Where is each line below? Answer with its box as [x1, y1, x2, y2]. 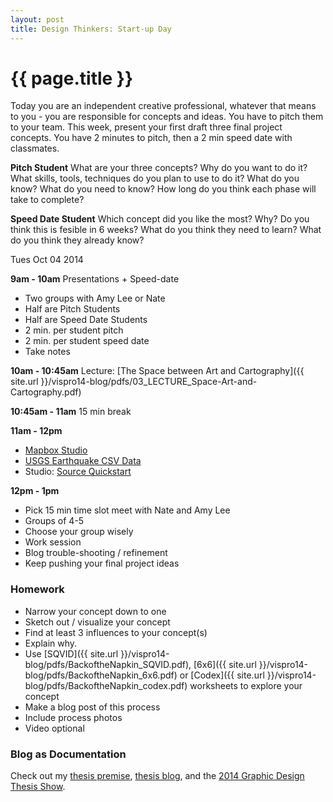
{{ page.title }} [10, 67, 134, 90]
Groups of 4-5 [24, 515, 85, 527]
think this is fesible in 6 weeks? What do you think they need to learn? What [10, 224, 322, 236]
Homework [10, 582, 65, 596]
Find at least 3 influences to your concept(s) [24, 626, 208, 638]
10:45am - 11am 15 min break [10, 406, 132, 418]
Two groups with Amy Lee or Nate [24, 292, 166, 305]
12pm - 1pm [10, 485, 60, 497]
